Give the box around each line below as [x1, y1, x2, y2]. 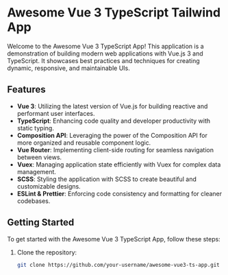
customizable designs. [16, 182, 81, 190]
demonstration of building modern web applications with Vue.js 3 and [7, 49, 203, 58]
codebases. [16, 197, 51, 205]
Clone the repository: [16, 248, 77, 256]
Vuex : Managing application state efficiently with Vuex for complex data [16, 160, 221, 169]
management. [16, 167, 57, 176]
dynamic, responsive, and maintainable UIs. [7, 64, 130, 72]
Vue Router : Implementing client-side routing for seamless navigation [16, 145, 214, 154]
